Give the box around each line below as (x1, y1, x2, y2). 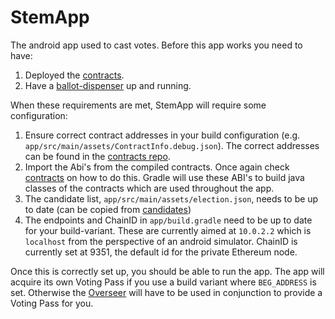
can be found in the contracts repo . (24, 150, 171, 162)
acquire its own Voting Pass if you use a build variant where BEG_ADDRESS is (10, 276, 317, 288)
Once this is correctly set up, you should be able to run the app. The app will (10, 265, 325, 277)
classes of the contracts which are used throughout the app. (24, 182, 275, 194)
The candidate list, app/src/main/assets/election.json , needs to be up (24, 192, 319, 205)
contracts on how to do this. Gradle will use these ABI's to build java (24, 171, 305, 183)
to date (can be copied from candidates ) (24, 203, 192, 215)
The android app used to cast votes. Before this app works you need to (10, 39, 303, 51)
